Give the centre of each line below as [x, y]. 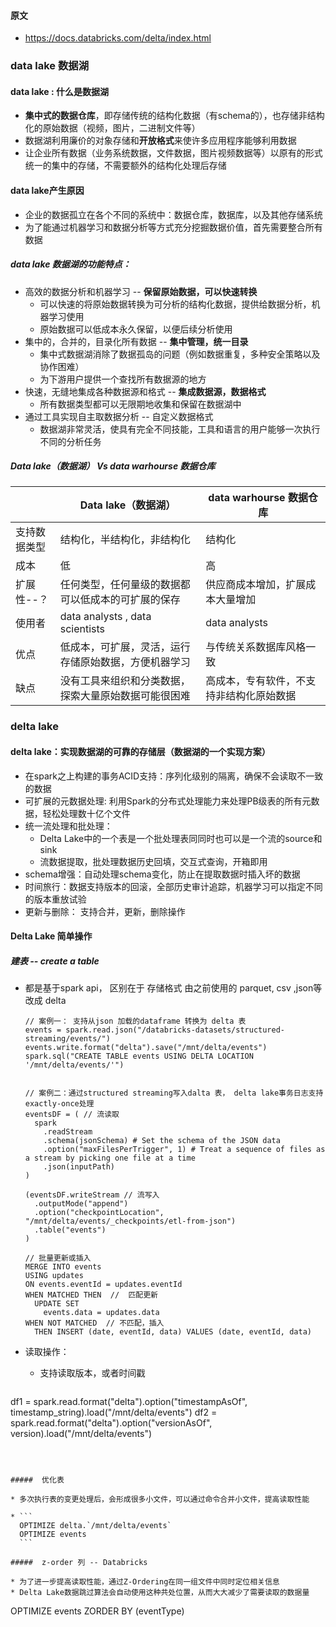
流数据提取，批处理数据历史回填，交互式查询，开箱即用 [153, 861]
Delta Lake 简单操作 [51, 936]
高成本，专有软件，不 [256, 681]
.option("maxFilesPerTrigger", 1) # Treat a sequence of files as [184, 1150]
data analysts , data [105, 617]
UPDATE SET [57, 1304]
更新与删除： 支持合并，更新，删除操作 [105, 911]
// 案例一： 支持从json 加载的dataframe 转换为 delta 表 [135, 1021]
